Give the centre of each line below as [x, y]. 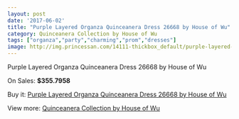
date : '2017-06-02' [36, 21]
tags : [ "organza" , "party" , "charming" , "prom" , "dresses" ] [92, 40]
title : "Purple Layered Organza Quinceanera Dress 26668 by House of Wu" [119, 27]
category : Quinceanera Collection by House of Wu [83, 34]
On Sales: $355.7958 [39, 81]
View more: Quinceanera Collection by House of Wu [84, 108]
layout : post [27, 14]
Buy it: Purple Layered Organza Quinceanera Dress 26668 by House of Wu [117, 94]
